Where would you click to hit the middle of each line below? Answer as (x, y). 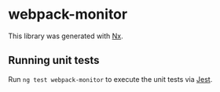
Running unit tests (54, 60)
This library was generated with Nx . (66, 36)
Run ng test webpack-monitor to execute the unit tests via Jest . (110, 79)
